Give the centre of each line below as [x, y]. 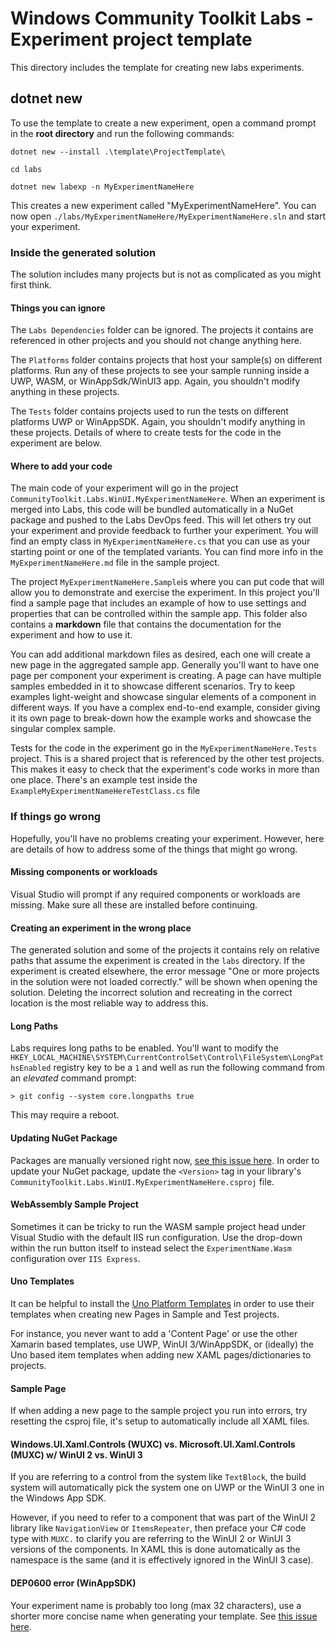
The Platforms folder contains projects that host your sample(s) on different [166, 360]
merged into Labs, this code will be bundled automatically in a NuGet [152, 509]
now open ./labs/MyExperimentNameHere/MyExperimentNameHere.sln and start [168, 216]
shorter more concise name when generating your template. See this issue [164, 1616]
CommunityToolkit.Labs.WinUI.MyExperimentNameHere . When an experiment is [168, 499]
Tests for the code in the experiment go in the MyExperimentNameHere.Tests [164, 748]
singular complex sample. [63, 729]
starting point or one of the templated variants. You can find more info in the [167, 552]
